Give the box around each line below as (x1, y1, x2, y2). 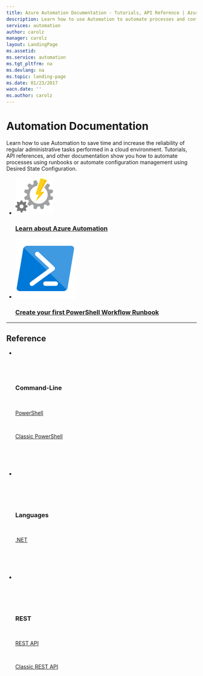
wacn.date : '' (6, 86, 42, 92)
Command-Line (14, 384, 62, 392)
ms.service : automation (6, 54, 66, 60)
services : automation (6, 22, 61, 28)
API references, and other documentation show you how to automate (6, 152, 178, 159)
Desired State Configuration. (6, 165, 77, 172)
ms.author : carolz (6, 92, 53, 99)
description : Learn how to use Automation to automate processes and (6, 16, 185, 22)
